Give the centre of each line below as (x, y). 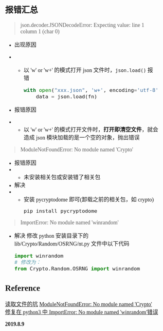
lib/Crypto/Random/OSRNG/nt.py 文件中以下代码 (72, 244)
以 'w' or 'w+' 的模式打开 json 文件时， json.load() (85, 70)
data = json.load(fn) (66, 97)
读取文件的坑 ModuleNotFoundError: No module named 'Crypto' (79, 304)
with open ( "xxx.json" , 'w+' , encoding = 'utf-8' (91, 90)
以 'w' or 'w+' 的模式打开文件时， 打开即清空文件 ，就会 (91, 130)
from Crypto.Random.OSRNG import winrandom (77, 269)
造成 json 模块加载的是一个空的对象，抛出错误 (82, 138)
